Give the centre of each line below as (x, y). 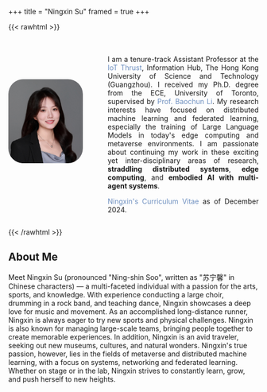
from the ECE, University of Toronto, (183, 93)
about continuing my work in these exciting (183, 152)
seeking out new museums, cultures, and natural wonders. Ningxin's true (128, 345)
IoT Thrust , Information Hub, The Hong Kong (183, 68)
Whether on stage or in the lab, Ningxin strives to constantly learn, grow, (127, 371)
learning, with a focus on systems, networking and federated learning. (123, 362)
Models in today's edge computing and (183, 135)
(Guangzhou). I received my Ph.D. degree (183, 84)
